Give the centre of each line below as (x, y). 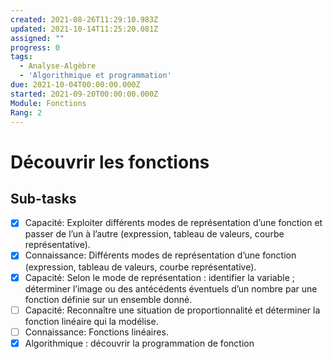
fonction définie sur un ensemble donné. (108, 299)
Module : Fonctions (48, 103)
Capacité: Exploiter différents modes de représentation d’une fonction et (173, 223)
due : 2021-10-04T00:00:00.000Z (75, 85)
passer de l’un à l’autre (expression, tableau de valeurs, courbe (154, 234)
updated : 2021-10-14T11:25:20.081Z (84, 29)
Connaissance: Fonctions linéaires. (96, 332)
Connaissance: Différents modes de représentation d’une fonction (160, 255)
